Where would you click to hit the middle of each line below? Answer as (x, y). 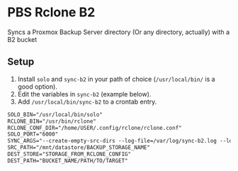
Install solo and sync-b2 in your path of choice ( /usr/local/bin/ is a (116, 79)
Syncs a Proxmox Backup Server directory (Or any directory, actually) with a (119, 32)
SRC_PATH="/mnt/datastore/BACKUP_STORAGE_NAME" (79, 148)
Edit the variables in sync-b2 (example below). (84, 94)
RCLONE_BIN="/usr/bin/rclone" (52, 121)
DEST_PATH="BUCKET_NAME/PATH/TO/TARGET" (68, 160)
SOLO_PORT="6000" (33, 134)
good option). (38, 87)
